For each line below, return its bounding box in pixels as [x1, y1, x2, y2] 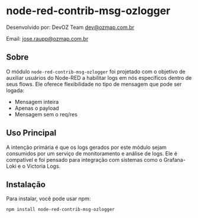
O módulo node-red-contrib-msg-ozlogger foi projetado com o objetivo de [6, 68, 186, 75]
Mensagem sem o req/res [14, 110, 78, 118]
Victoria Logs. [26, 162, 61, 170]
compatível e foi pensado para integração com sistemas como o [6, 156, 163, 163]
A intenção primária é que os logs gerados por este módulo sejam [6, 144, 167, 151]
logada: [6, 87, 25, 94]
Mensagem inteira [14, 98, 59, 105]
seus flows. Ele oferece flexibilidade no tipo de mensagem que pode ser [6, 80, 182, 87]
